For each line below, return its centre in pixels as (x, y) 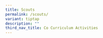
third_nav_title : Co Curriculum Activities (52, 28)
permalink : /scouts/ (27, 14)
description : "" (22, 23)
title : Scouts (20, 10)
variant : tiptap (22, 19)
